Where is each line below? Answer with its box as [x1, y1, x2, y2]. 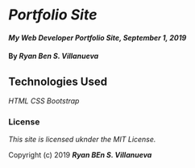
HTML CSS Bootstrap [8, 96, 80, 106]
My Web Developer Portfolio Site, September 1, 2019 [8, 32, 187, 42]
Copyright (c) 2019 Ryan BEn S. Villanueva [8, 150, 152, 160]
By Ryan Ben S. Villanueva [8, 51, 99, 61]
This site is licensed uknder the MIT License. [8, 135, 156, 145]
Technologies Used [8, 74, 107, 88]
